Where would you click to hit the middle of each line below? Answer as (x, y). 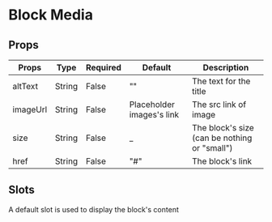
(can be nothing (222, 138)
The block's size (223, 128)
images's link (154, 115)
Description (226, 68)
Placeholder (152, 105)
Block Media (51, 15)
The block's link (222, 161)
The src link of (219, 105)
